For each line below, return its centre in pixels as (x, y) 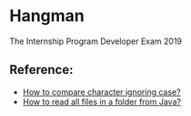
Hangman (47, 16)
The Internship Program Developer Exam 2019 (96, 41)
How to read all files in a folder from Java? (102, 101)
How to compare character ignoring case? (101, 91)
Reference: (41, 70)
